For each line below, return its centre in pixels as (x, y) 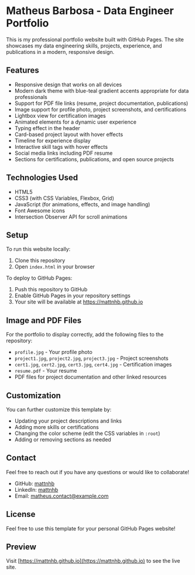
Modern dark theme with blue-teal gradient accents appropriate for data (102, 91)
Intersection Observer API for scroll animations (71, 217)
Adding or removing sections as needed (63, 440)
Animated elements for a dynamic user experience (75, 122)
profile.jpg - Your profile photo (53, 352)
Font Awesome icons (40, 210)
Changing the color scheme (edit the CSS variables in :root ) (87, 433)
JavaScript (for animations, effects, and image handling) (82, 204)
